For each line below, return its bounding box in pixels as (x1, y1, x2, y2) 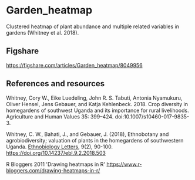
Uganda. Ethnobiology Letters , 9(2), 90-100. (6, 143, 113, 150)
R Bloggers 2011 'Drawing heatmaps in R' (6, 161, 106, 168)
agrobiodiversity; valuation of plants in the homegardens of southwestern (6, 137, 184, 144)
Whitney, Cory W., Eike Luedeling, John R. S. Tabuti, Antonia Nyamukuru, (6, 94, 183, 101)
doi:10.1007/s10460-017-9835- (115, 113, 190, 120)
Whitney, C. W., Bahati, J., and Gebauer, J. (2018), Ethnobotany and (6, 130, 169, 138)
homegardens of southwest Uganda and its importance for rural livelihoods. (6, 107, 189, 114)
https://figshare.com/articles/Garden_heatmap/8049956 (6, 62, 143, 69)
